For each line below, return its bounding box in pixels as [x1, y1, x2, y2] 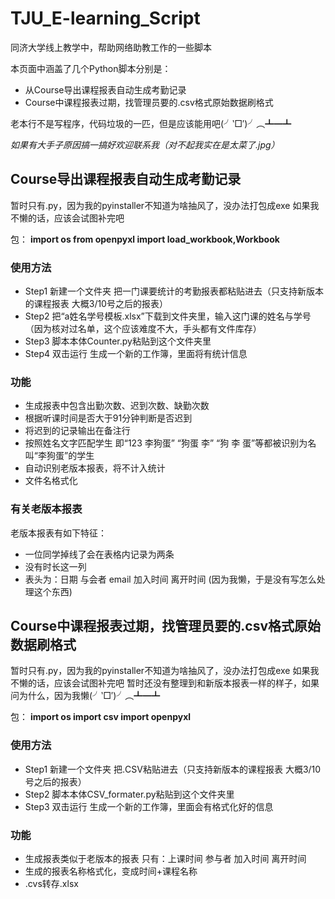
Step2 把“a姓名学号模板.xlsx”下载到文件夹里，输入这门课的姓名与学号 [24, 310, 312, 322]
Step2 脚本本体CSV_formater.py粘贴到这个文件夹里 [24, 788, 235, 800]
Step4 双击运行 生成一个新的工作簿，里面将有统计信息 [24, 348, 248, 360]
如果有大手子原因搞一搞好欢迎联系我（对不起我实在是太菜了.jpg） [10, 138, 280, 151]
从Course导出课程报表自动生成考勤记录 [24, 83, 187, 96]
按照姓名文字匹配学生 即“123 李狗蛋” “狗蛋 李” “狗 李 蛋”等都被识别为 [24, 437, 308, 449]
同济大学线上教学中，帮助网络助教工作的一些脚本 [10, 41, 212, 53]
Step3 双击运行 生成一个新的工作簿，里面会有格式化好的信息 [24, 800, 274, 812]
